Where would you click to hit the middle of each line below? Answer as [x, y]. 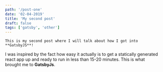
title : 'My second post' [30, 18]
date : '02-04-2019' [25, 14]
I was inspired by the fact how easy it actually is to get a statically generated [81, 54]
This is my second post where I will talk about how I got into [72, 41]
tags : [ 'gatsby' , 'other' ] [32, 28]
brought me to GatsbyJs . [30, 65]
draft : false [18, 23]
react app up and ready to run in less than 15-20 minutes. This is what [75, 59]
